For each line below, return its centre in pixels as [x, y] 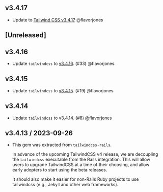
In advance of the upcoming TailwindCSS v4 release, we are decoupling [85, 154]
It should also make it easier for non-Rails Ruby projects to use [75, 179]
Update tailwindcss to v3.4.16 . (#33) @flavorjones [63, 64]
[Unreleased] [26, 35]
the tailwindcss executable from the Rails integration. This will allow [81, 160]
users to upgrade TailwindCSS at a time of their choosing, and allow [81, 165]
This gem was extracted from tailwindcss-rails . [62, 145]
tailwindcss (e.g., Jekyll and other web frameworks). [65, 185]
